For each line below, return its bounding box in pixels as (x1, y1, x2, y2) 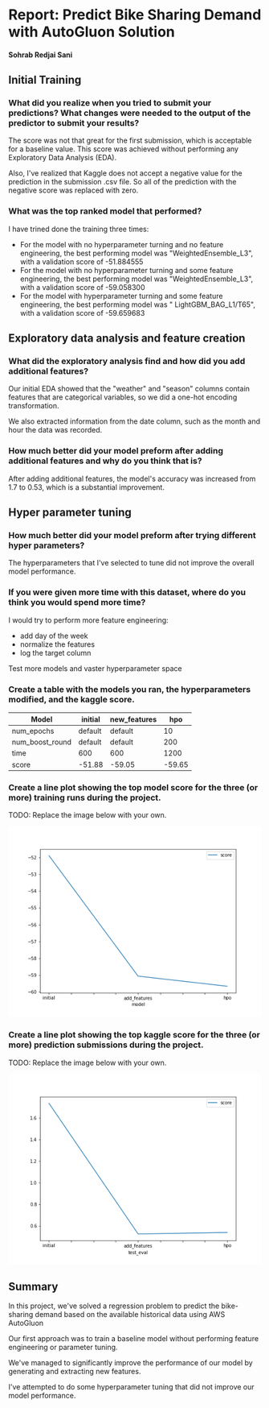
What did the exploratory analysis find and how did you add (8, 356, 246, 367)
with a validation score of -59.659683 (19, 308, 145, 317)
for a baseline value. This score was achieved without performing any (8, 144, 239, 154)
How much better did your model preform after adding (8, 445, 223, 457)
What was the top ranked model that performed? (8, 205, 202, 217)
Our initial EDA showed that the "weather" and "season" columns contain (8, 384, 251, 394)
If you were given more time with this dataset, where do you (8, 586, 247, 598)
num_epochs (11, 726, 55, 735)
